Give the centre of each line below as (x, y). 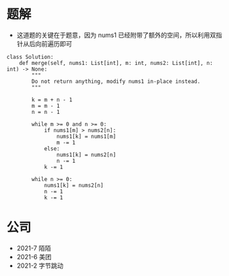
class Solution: (30, 57)
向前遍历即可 (54, 43)
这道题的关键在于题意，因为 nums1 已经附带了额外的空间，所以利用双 (116, 35)
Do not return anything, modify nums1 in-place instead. (116, 81)
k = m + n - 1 (52, 100)
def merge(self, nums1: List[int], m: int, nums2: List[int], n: (116, 63)
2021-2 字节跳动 (40, 266)
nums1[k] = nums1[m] (86, 136)
